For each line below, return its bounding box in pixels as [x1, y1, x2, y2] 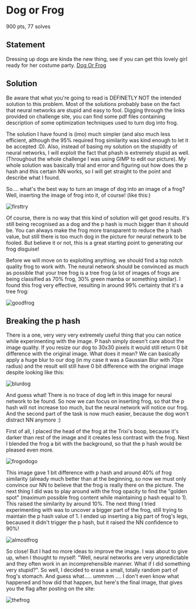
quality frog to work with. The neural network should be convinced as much [6, 263, 189, 270]
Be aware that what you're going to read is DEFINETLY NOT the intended [6, 94, 181, 101]
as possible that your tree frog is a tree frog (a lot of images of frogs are [6, 269, 180, 276]
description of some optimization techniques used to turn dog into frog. [6, 119, 178, 126]
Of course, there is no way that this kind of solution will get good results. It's [6, 214, 190, 221]
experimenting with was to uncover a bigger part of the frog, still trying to [6, 507, 183, 514]
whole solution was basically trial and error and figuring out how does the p [6, 162, 188, 169]
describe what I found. [6, 174, 60, 181]
